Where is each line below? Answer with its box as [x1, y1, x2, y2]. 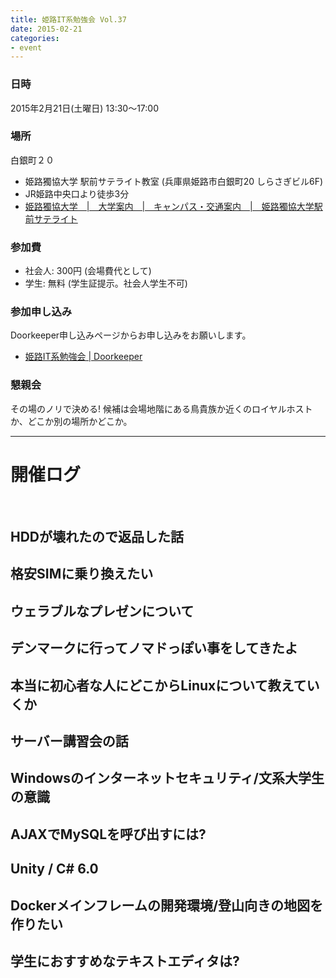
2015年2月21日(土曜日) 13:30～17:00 [10, 102, 159, 114]
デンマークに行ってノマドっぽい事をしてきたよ [10, 640, 298, 657]
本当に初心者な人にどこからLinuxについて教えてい [10, 677, 320, 694]
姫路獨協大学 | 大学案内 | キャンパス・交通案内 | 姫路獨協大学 [24, 200, 315, 212]
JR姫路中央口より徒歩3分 [24, 187, 130, 200]
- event [10, 42, 43, 53]
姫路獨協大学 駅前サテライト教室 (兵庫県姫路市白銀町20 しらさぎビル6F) [24, 175, 324, 187]
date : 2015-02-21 [10, 24, 83, 34]
